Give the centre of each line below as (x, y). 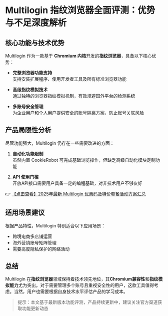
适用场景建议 (25, 213)
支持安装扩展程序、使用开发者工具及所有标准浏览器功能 (69, 79)
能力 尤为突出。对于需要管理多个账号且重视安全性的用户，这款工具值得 (81, 285)
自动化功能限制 (28, 154)
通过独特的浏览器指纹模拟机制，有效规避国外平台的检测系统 (74, 96)
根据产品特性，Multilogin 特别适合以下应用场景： (55, 225)
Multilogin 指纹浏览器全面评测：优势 (80, 10)
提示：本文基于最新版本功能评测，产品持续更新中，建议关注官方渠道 (87, 302)
